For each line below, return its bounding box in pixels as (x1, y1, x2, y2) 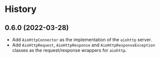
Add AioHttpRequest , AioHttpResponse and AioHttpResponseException (12, 42, 155, 48)
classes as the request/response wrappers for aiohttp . (12, 47, 127, 53)
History (5, 3, 37, 15)
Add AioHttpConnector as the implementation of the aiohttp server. (12, 36, 152, 42)
